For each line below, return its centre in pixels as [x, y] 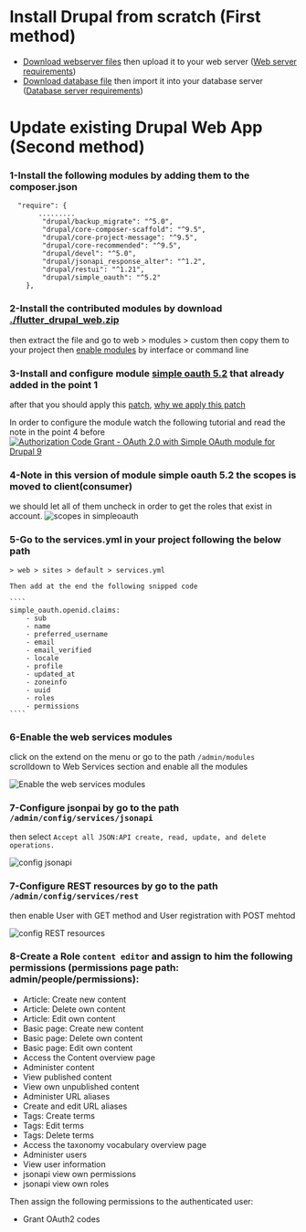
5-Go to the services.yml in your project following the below [145, 540]
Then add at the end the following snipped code [104, 586]
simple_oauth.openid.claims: [65, 610]
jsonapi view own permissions [79, 1174]
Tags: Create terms [59, 1115]
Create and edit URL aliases [75, 1106]
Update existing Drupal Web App [136, 127]
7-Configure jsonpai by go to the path [95, 807]
